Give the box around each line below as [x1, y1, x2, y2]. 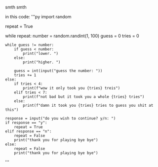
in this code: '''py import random [5, 14, 72, 19]
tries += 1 [14, 73, 37, 78]
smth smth [5, 4, 27, 10]
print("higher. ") [23, 60, 61, 65]
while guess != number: [5, 42, 54, 47]
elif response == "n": [5, 129, 52, 134]
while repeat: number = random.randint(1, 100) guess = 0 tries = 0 [5, 33, 139, 39]
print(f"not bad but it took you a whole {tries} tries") [23, 94, 145, 99]
